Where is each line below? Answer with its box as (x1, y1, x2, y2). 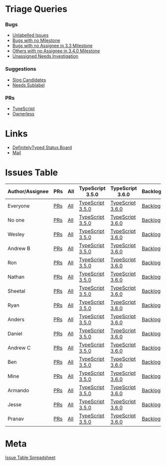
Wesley (7, 231, 25, 237)
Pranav (7, 415, 24, 422)
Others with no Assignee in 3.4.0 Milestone (12, 48, 100, 54)
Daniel (7, 330, 23, 337)
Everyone (7, 202, 30, 209)
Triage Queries (5, 3, 68, 15)
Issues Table (5, 167, 58, 178)
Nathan (7, 273, 25, 280)
